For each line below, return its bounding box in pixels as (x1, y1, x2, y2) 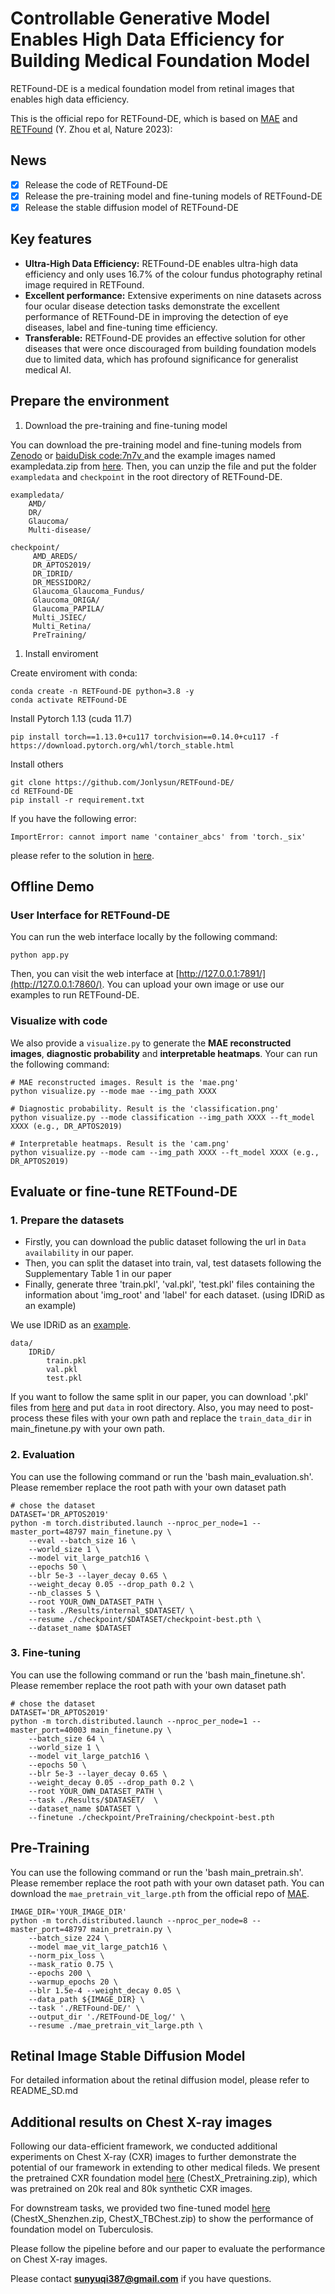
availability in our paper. (24, 1247, 134, 1259)
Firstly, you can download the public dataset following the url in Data (24, 1236, 307, 1248)
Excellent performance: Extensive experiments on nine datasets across (24, 289, 322, 301)
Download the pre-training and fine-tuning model (24, 419, 228, 431)
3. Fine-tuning (10, 1646, 81, 1660)
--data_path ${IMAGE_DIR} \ (28, 1994, 145, 2004)
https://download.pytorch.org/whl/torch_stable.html (10, 740, 235, 751)
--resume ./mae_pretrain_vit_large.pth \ (28, 2020, 203, 2031)
